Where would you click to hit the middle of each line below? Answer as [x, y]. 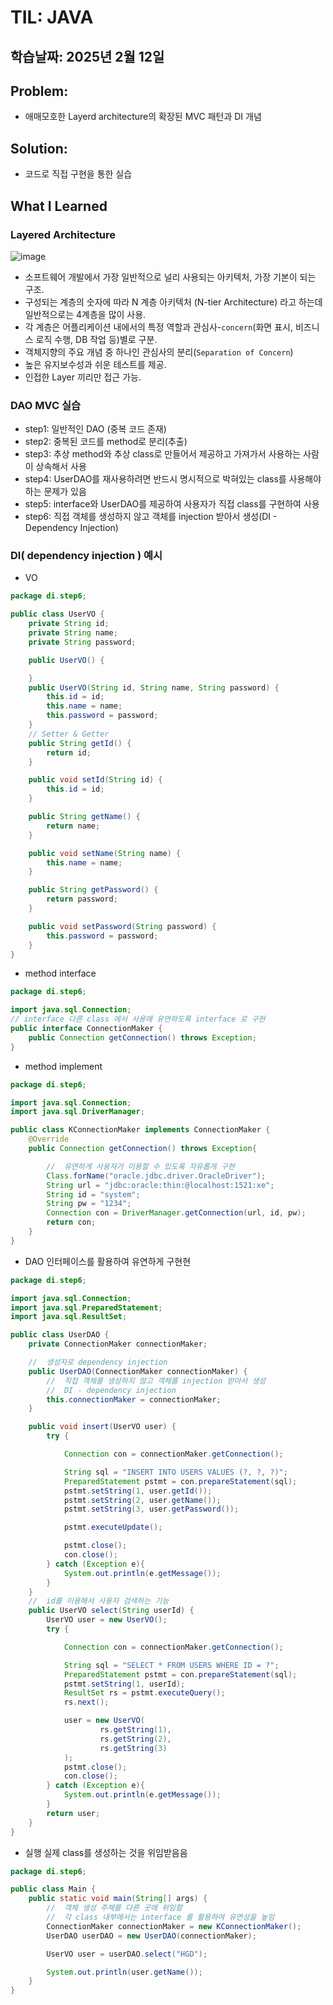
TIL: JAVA [52, 17]
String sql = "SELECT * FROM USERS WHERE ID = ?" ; [171, 1665]
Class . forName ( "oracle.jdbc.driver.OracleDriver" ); [156, 1176]
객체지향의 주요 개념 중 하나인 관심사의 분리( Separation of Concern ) [159, 352]
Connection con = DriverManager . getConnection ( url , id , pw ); [176, 1213]
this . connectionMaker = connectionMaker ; [134, 1399]
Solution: [39, 148]
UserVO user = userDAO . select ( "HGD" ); [127, 1954]
